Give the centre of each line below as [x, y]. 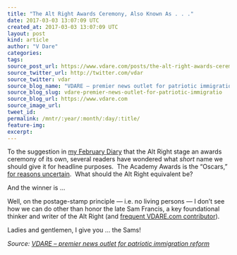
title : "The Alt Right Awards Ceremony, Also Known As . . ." [101, 14]
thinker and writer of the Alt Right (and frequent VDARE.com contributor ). [114, 216]
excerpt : [20, 132]
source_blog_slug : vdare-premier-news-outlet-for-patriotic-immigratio [115, 92]
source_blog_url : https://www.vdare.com [68, 99]
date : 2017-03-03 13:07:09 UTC [53, 20]
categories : [25, 54]
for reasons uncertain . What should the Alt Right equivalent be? [100, 174]
